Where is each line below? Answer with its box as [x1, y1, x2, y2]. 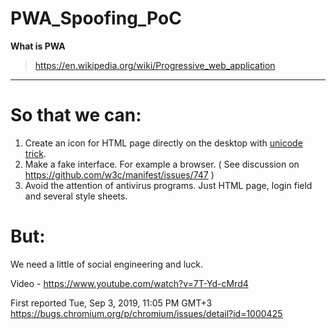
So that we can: [10, 104, 142, 127]
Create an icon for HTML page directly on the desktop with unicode [24, 137, 303, 149]
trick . [24, 147, 47, 159]
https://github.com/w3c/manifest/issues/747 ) [24, 168, 215, 181]
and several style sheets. [24, 190, 128, 202]
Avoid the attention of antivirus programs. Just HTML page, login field [24, 179, 313, 191]
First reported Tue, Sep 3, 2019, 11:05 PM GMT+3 [10, 297, 213, 309]
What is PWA [10, 40, 66, 52]
